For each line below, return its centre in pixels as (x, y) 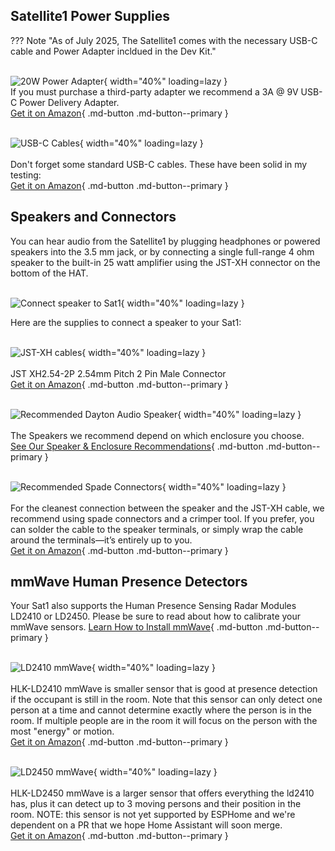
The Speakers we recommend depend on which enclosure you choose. (157, 435)
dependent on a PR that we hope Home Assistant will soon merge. (146, 825)
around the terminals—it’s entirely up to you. (101, 540)
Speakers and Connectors (93, 217)
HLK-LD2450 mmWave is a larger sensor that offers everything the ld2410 (162, 793)
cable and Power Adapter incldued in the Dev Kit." (113, 51)
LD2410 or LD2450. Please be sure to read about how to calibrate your (156, 616)
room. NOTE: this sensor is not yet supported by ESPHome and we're (153, 815)
